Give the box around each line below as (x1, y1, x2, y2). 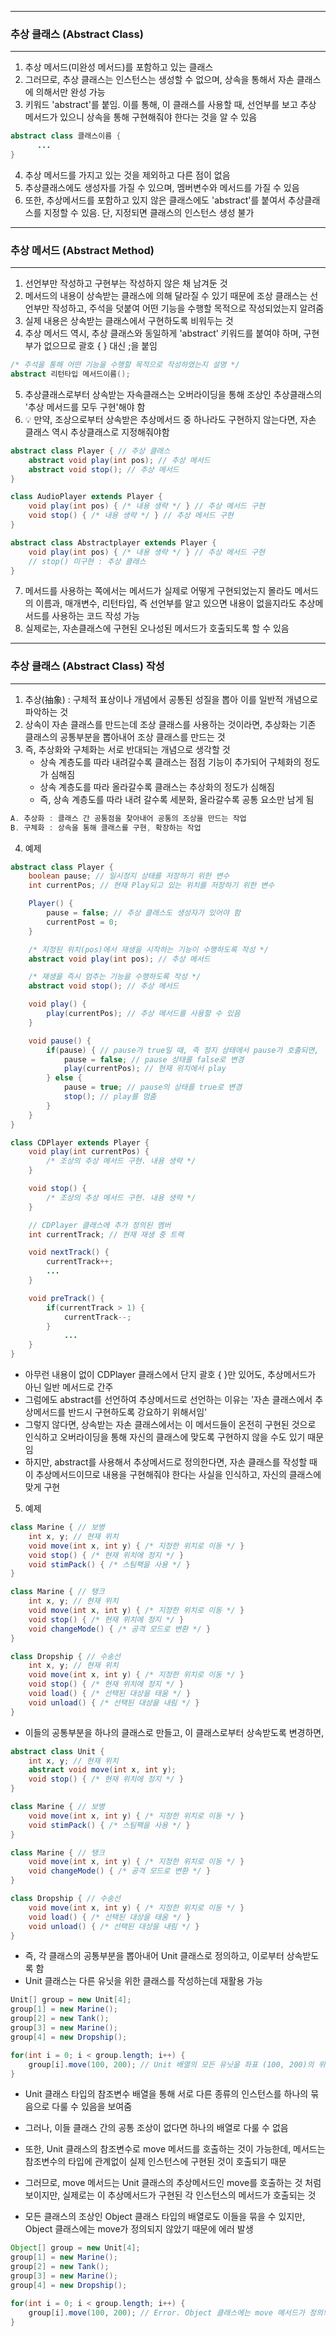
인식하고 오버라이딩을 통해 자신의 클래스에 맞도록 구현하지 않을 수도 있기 (24, 1431, 306, 1443)
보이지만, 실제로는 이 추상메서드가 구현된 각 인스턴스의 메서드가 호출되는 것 (24, 2189, 317, 2201)
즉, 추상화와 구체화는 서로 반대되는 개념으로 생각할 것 (24, 743, 231, 755)
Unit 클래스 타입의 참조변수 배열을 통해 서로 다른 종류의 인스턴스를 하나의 (24, 2088, 309, 2100)
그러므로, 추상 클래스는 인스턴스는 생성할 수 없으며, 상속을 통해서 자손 (24, 74, 295, 86)
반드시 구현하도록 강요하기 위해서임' (68, 1406, 208, 1418)
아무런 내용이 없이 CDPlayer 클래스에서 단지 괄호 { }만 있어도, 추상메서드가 (24, 1369, 317, 1381)
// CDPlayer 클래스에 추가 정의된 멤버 (28, 1220, 172, 1230)
